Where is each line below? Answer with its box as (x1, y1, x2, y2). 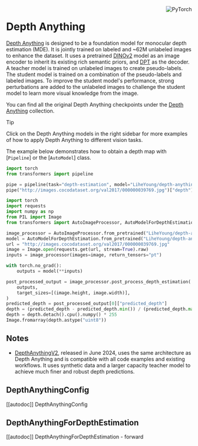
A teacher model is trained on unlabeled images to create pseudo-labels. (6, 64, 183, 71)
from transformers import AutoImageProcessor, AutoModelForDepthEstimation (6, 219, 196, 226)
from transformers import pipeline (6, 171, 94, 177)
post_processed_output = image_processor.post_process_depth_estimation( (6, 279, 192, 285)
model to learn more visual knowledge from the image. (6, 90, 139, 97)
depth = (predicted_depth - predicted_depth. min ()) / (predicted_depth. (6, 306, 189, 312)
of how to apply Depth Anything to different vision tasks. (6, 136, 143, 143)
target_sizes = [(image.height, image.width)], (16, 290, 131, 296)
